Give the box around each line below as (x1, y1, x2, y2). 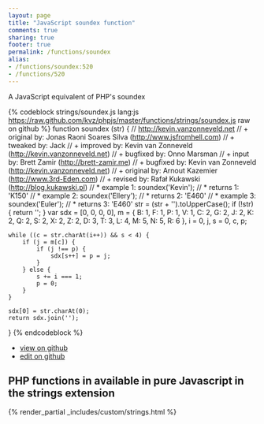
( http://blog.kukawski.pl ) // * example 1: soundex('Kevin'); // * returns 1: (8, 182, 240, 192)
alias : (8, 56, 30, 64)
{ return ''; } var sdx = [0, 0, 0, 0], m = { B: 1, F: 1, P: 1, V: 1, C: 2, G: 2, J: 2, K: (8, 207, 255, 217)
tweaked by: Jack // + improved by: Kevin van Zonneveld (8, 140, 193, 150)
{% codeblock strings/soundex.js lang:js (8, 107, 139, 117)
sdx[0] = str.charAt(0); (8, 307, 90, 315)
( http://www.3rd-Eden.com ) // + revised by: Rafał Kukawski (8, 174, 201, 184)
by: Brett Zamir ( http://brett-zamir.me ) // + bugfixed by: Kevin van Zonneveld (8, 157, 257, 166)
